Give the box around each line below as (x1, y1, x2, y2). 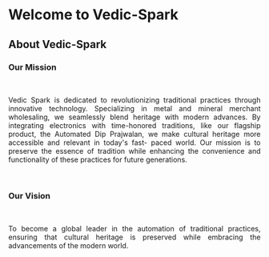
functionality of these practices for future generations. (8, 155, 188, 164)
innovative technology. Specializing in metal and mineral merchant (8, 103, 261, 113)
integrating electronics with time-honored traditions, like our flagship (8, 120, 261, 130)
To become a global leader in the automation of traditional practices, (8, 224, 261, 234)
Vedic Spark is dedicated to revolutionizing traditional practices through (8, 94, 261, 105)
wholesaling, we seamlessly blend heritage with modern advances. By (8, 112, 261, 122)
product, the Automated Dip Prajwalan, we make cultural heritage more (8, 129, 261, 139)
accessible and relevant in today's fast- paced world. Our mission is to (8, 138, 261, 147)
